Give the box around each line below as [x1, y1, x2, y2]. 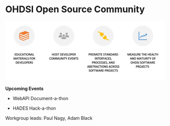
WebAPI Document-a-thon [12, 96, 69, 102]
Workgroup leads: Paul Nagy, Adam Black [5, 115, 93, 121]
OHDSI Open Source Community [5, 4, 145, 15]
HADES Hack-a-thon [12, 105, 56, 111]
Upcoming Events [5, 85, 44, 92]
